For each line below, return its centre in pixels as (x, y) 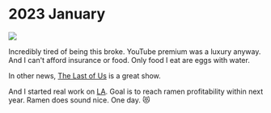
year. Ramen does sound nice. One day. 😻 (79, 100)
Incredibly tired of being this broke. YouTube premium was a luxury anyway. (135, 51)
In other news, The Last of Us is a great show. (85, 75)
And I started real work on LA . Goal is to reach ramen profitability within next (136, 91)
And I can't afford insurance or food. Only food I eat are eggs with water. (129, 60)
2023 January (57, 14)
